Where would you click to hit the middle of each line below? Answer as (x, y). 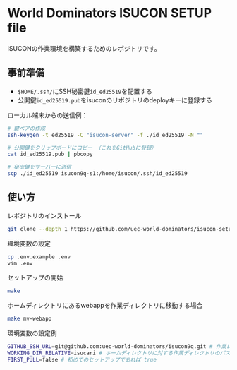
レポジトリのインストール (44, 215)
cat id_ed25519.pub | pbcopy (50, 154)
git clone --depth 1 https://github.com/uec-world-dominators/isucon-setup (121, 229)
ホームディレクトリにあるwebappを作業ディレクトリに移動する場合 (105, 306)
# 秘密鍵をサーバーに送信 (39, 167)
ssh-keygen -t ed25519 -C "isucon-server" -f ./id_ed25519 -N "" (105, 135)
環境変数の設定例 (32, 333)
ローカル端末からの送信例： (48, 115)
